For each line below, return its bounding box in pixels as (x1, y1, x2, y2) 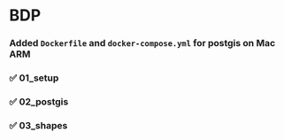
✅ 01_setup (9, 72, 59, 84)
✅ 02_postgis (9, 95, 69, 107)
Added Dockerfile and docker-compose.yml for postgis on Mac (9, 37, 276, 50)
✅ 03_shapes (9, 119, 68, 131)
